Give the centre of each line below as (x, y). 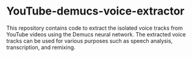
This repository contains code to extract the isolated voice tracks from (94, 28)
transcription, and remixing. (41, 47)
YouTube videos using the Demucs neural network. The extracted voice (96, 34)
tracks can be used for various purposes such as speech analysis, (90, 41)
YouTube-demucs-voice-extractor (95, 11)
